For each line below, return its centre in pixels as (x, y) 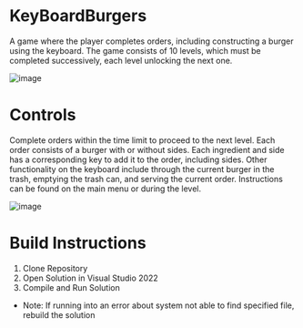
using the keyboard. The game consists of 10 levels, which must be (135, 50)
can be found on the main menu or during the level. (106, 189)
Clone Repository (55, 268)
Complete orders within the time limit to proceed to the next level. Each (142, 140)
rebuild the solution (59, 314)
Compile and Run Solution (71, 287)
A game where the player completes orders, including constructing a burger (151, 41)
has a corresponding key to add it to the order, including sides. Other (138, 159)
